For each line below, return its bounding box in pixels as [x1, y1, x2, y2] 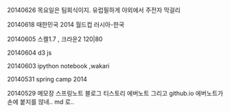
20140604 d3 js [7, 48, 52, 57]
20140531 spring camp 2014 [7, 75, 87, 83]
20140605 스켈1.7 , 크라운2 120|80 [7, 35, 103, 43]
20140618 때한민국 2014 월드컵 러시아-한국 [7, 20, 125, 29]
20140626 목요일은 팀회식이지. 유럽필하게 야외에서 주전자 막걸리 [7, 6, 181, 14]
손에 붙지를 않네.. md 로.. [7, 98, 74, 106]
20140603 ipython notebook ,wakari [7, 62, 110, 70]
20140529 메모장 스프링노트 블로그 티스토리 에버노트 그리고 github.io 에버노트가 [7, 89, 224, 97]
